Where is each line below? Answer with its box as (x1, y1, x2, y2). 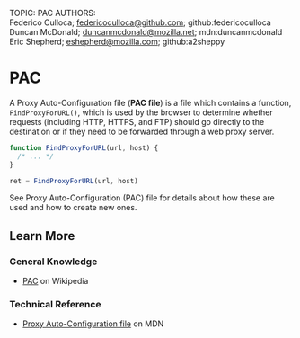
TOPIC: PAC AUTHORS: (9, 8, 96, 18)
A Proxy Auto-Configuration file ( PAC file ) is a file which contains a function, (9, 97, 292, 108)
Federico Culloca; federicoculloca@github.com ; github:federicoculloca (9, 17, 271, 28)
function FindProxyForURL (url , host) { (9, 143, 159, 152)
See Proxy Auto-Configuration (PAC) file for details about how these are (9, 192, 276, 203)
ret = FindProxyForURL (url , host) (9, 176, 139, 185)
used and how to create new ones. (9, 202, 137, 213)
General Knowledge (9, 255, 98, 268)
